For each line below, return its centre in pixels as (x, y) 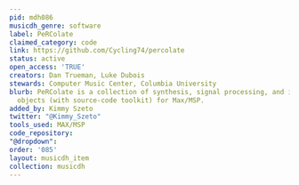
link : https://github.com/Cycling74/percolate (97, 51)
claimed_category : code (53, 42)
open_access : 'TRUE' (48, 68)
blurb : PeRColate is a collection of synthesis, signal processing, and (147, 92)
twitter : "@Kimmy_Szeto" (55, 117)
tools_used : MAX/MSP (48, 125)
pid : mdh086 (31, 17)
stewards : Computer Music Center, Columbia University (113, 84)
